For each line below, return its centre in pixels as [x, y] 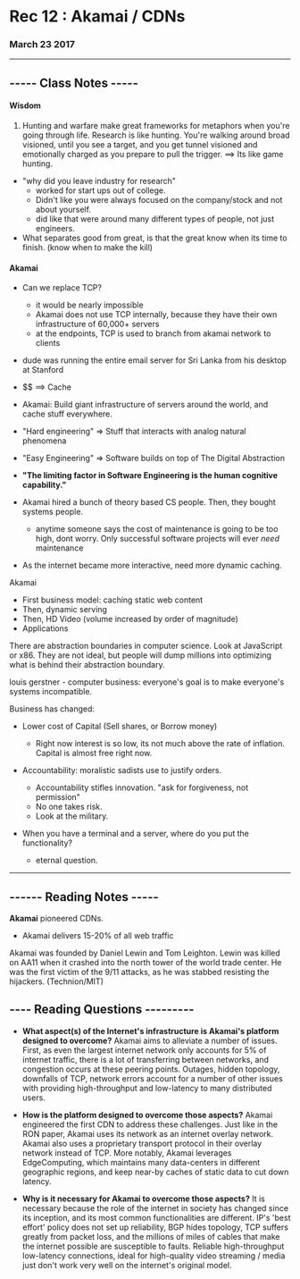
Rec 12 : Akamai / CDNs [97, 17]
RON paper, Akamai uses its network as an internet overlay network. [148, 1133]
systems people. [52, 512]
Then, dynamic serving [64, 610]
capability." [44, 485]
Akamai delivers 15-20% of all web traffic [98, 936]
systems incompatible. [50, 692]
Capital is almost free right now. [94, 753]
